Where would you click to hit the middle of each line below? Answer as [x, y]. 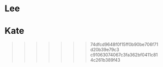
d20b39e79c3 [105, 50]
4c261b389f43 [105, 60]
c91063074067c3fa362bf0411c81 [124, 55]
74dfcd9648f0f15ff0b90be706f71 [124, 45]
